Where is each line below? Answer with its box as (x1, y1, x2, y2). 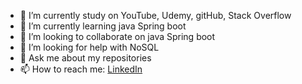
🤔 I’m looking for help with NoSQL (19, 41, 160, 53)
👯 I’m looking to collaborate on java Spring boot (19, 31, 216, 42)
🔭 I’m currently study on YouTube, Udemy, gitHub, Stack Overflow (19, 10, 292, 21)
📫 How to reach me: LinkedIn (19, 63, 143, 75)
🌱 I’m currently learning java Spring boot (19, 20, 187, 32)
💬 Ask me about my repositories (19, 52, 152, 64)
